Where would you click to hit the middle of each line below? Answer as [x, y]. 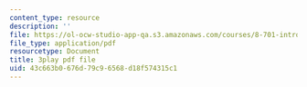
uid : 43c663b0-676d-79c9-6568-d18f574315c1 [94, 69]
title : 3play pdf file [53, 60]
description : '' [40, 26]
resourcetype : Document [55, 52]
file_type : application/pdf [63, 43]
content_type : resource [55, 18]
